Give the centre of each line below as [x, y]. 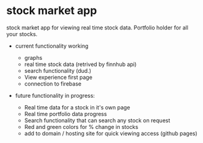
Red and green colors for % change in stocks [81, 127]
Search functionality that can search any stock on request [97, 120]
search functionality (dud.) [58, 70]
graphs [33, 57]
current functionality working [52, 46]
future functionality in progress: [55, 95]
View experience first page [58, 77]
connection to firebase [53, 84]
